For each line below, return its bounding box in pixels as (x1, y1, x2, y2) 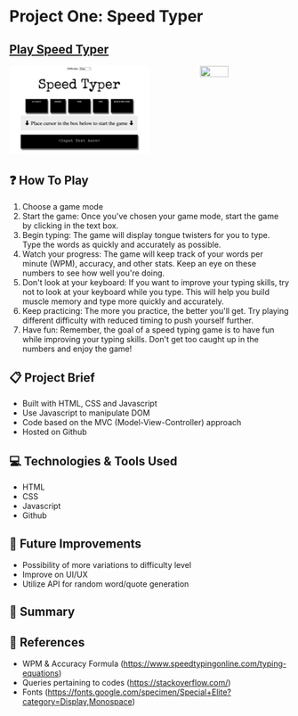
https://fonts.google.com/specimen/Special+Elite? (47, 687, 231, 697)
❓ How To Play (9, 173, 89, 188)
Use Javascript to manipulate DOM (21, 407, 150, 418)
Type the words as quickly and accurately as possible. (21, 239, 221, 250)
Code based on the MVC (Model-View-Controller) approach (21, 417, 242, 428)
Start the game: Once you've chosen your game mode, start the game (21, 210, 279, 221)
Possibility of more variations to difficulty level (21, 559, 192, 570)
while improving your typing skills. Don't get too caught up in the (21, 333, 260, 344)
